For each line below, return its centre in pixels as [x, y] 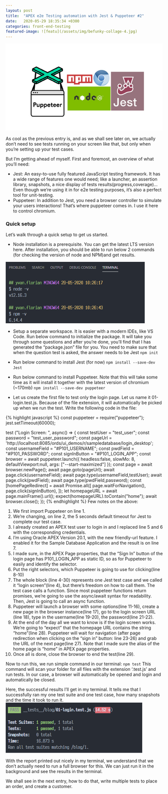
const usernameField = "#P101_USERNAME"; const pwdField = [70, 448]
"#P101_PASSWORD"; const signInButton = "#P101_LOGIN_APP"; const [78, 454]
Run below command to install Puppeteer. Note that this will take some [85, 377]
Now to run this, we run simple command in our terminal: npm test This [79, 664]
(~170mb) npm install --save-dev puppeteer [59, 388]
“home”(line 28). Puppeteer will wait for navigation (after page [77, 633]
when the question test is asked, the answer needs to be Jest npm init [85, 353]
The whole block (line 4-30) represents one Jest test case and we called [87, 580]
